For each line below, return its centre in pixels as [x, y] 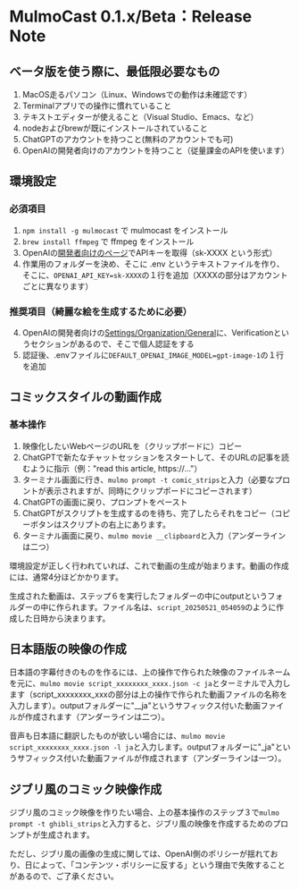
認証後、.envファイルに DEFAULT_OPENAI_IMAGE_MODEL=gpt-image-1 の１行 [153, 355]
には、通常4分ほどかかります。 [66, 577]
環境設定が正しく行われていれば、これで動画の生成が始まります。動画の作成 [149, 565]
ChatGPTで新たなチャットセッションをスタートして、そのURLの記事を [152, 457]
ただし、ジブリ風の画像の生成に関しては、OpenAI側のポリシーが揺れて [140, 854]
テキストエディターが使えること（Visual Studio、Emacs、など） [140, 117]
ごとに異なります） [58, 286]
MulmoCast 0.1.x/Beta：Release [131, 17]
